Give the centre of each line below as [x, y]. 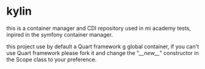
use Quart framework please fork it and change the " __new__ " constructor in [102, 53]
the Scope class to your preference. [51, 59]
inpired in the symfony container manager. [60, 34]
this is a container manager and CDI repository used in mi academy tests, [99, 28]
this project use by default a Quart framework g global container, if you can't [103, 46]
